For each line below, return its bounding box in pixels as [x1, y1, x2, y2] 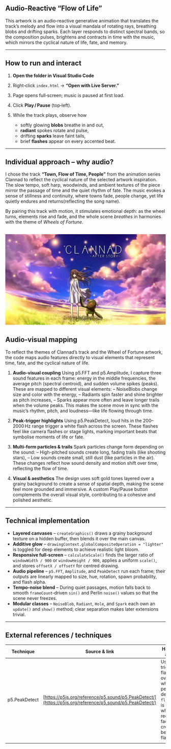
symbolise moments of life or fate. [12, 434, 84, 440]
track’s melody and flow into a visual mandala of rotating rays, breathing [5, 23, 157, 29]
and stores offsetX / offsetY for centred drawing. [12, 562, 120, 568]
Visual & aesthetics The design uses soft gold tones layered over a [12, 475, 154, 481]
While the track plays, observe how [12, 112, 87, 118]
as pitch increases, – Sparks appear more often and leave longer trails [12, 396, 160, 403]
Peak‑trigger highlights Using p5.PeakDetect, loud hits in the [12, 417, 142, 423]
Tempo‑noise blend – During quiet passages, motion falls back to [12, 584, 151, 590]
